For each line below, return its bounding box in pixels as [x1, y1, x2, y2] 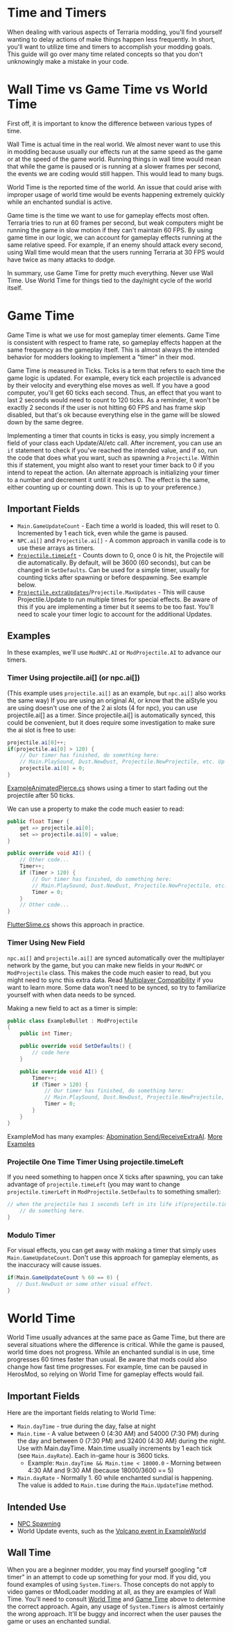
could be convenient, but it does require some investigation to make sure [7, 718, 216, 726]
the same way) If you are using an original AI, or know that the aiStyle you [7, 696, 218, 705]
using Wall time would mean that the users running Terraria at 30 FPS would [7, 248, 225, 256]
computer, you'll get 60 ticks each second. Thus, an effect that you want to [7, 388, 222, 397]
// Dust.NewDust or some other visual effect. [16, 1280, 154, 1287]
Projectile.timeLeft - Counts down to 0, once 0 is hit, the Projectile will [17, 551, 224, 559]
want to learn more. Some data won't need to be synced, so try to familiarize [7, 983, 226, 991]
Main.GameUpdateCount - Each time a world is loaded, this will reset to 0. [17, 522, 221, 530]
